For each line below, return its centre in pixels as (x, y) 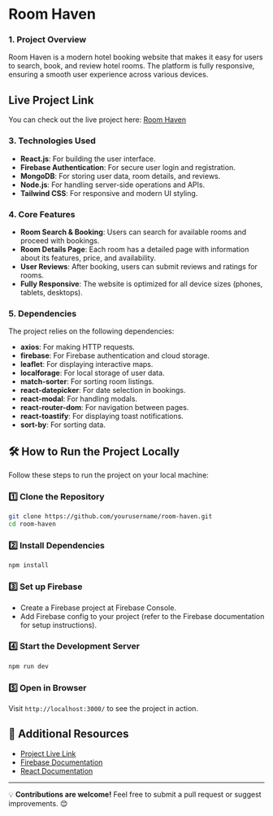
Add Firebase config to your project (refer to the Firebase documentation (142, 616)
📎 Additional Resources (69, 734)
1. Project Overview (48, 40)
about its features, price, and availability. (88, 258)
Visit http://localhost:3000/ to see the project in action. (104, 708)
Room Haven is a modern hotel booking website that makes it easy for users (136, 57)
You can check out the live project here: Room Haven (97, 120)
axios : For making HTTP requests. (78, 347)
